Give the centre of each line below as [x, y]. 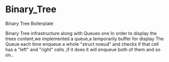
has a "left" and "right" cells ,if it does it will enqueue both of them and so [83, 49]
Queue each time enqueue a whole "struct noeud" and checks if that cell [82, 44]
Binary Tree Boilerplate [29, 23]
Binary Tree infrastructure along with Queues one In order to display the [81, 33]
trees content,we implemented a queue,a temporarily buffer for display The [84, 39]
